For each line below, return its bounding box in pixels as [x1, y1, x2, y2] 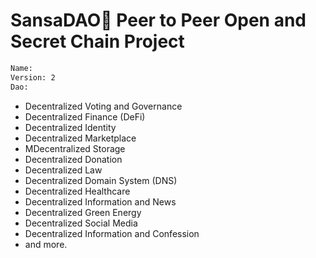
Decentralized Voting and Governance [24, 100, 183, 112]
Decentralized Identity [24, 121, 117, 133]
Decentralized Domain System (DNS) [24, 174, 178, 186]
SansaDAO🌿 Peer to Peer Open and [10, 9, 307, 32]
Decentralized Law [24, 164, 103, 176]
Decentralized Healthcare [24, 185, 131, 197]
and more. [24, 238, 68, 250]
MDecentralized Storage [24, 142, 126, 154]
